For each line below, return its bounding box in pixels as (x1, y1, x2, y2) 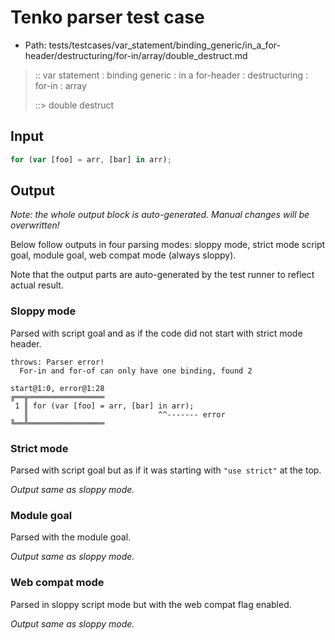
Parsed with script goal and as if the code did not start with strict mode (10, 327, 303, 339)
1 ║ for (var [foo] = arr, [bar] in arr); (14, 401, 195, 411)
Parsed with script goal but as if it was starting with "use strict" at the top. (10, 464, 322, 476)
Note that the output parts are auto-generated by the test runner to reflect (10, 269, 315, 281)
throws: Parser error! (10, 357, 105, 367)
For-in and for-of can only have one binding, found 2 (19, 366, 253, 376)
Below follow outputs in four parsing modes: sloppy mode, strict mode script (10, 239, 326, 251)
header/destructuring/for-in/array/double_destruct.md (24, 49, 248, 61)
